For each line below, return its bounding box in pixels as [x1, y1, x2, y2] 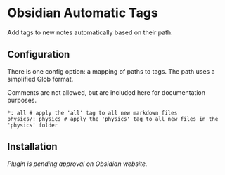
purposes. [7, 96, 37, 104]
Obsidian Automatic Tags [7, 5, 158, 21]
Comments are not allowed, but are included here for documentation [7, 88, 206, 96]
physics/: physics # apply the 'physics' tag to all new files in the [7, 115, 219, 122]
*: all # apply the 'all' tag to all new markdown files [7, 109, 178, 117]
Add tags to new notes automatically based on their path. [7, 28, 174, 37]
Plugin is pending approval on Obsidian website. [7, 160, 148, 168]
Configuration [7, 48, 70, 60]
